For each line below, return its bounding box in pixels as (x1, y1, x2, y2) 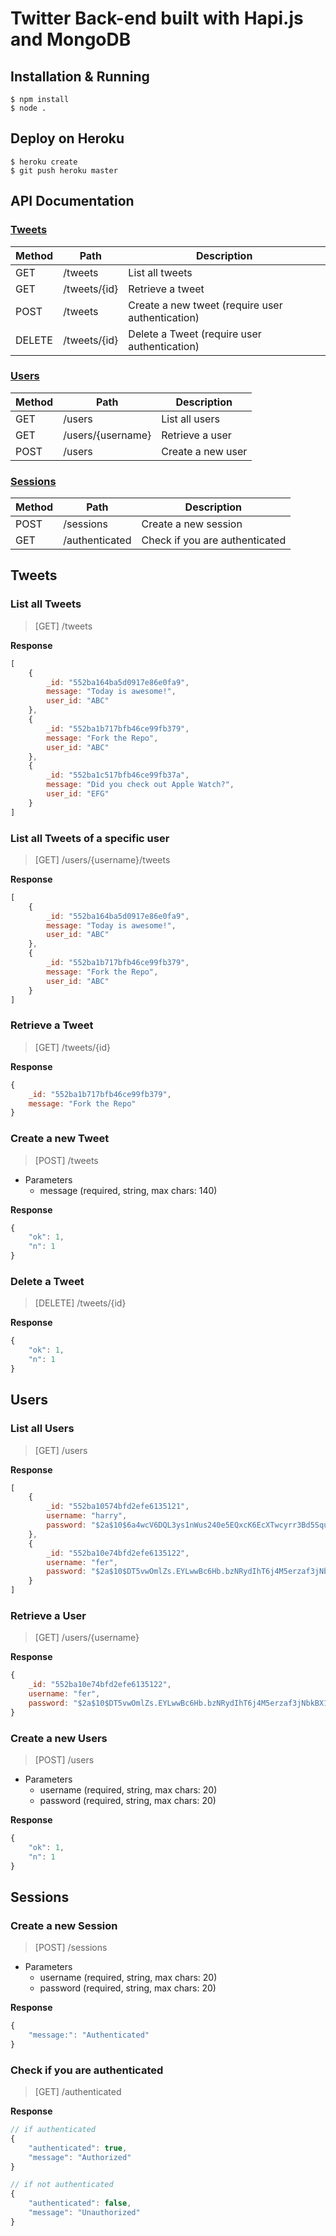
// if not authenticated (10, 2180, 114, 2190)
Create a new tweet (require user (128, 298, 283, 312)
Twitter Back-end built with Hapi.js (10, 7, 304, 30)
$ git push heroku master (10, 165, 118, 176)
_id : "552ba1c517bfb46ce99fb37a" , (46, 770, 190, 781)
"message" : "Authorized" (28, 2152, 132, 2162)
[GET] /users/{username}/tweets (34, 853, 171, 866)
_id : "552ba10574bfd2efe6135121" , (46, 1502, 190, 1512)
